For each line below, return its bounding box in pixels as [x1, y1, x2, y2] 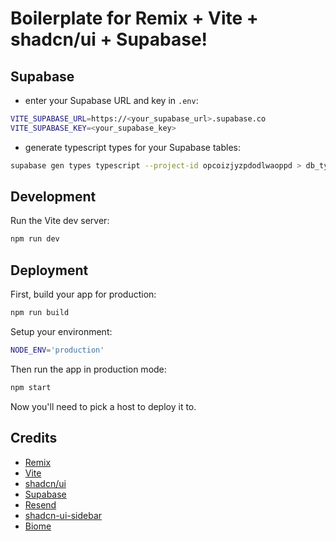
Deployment [10, 262, 89, 279]
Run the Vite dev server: [10, 215, 110, 227]
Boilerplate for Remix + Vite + [10, 7, 259, 30]
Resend [24, 498, 57, 511]
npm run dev [10, 234, 60, 244]
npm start [10, 382, 52, 392]
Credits [10, 430, 58, 447]
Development [10, 188, 97, 206]
